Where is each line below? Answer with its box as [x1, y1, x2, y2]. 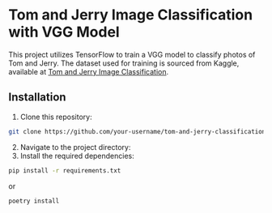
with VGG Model [8, 23, 120, 41]
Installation [8, 91, 66, 104]
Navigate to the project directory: [19, 142, 131, 151]
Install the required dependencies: [19, 151, 135, 160]
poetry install [8, 197, 60, 205]
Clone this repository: [19, 112, 92, 121]
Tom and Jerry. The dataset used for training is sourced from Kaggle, [8, 58, 240, 68]
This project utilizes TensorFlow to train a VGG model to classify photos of [8, 49, 256, 59]
